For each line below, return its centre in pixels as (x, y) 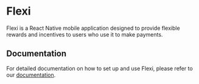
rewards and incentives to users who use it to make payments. (85, 34)
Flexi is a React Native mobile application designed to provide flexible (93, 28)
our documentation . (31, 75)
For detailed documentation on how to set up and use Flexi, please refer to (100, 68)
